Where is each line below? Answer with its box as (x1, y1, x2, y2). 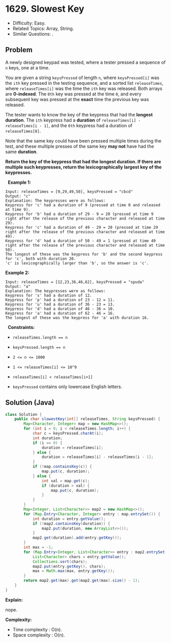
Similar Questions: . (12, 31, 53, 37)
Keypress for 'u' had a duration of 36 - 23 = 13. (5, 302, 115, 307)
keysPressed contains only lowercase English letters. (12, 384, 123, 390)
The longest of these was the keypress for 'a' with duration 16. (5, 315, 149, 320)
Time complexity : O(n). (12, 626, 62, 632)
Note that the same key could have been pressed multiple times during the (5, 137, 162, 144)
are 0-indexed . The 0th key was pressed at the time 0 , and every (5, 90, 141, 97)
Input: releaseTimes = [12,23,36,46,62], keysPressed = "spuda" (5, 279, 145, 284)
